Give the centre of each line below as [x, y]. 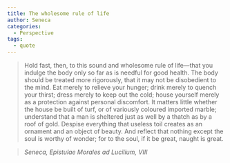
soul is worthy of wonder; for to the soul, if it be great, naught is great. [124, 138]
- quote [25, 46]
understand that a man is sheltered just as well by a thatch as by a [118, 117]
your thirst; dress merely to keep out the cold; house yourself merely [122, 95]
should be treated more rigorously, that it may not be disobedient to [120, 80]
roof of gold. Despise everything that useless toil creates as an [113, 124]
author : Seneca [29, 20]
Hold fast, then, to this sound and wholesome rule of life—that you [118, 65]
